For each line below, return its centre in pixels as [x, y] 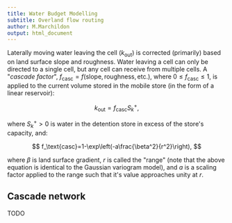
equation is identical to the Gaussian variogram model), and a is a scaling [112, 167]
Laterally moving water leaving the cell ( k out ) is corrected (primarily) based [114, 54]
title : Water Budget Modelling [52, 14]
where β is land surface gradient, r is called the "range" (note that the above [116, 160]
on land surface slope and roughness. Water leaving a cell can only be [108, 62]
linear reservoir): [31, 93]
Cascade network [47, 196]
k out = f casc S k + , [117, 108]
